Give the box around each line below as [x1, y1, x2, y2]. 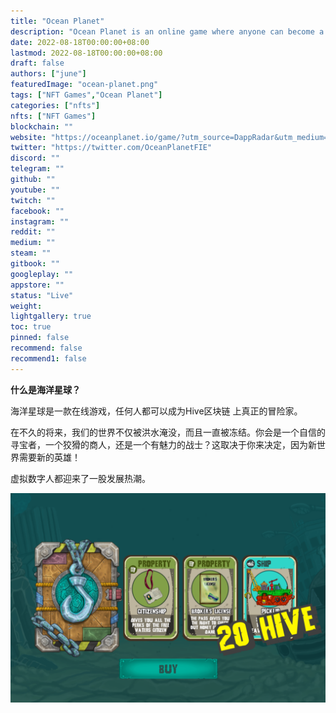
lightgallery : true [10, 311, 92, 322]
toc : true [10, 322, 52, 332]
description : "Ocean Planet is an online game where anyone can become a [10, 26, 325, 37]
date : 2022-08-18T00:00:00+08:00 [10, 37, 150, 47]
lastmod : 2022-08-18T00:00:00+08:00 [10, 48, 163, 58]
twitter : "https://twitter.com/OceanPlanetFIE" [10, 143, 213, 153]
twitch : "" [10, 195, 56, 205]
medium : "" [10, 238, 56, 248]
